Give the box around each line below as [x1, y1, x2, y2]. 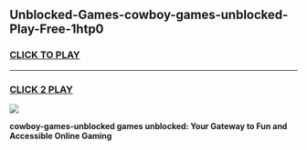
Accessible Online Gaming [9, 130, 112, 141]
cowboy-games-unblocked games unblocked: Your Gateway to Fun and [9, 120, 288, 131]
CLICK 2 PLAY [9, 83, 73, 95]
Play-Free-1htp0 [9, 22, 104, 37]
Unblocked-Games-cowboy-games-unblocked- [9, 7, 289, 23]
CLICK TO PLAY [9, 49, 80, 62]
